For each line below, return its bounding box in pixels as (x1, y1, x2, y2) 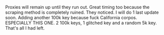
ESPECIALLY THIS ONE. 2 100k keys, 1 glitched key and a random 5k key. (5, 20, 157, 26)
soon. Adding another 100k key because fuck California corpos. (5, 15, 137, 20)
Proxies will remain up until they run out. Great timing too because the (5, 4, 150, 10)
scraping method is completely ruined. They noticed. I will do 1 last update (5, 9, 159, 15)
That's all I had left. (5, 25, 45, 31)
